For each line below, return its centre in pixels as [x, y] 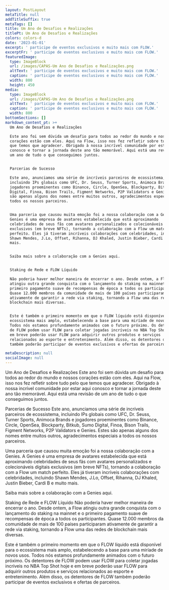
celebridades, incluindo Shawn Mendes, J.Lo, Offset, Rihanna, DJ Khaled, [81, 478]
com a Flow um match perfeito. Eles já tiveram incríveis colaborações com [82, 472]
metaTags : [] [19, 24]
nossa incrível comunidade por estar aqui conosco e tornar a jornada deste [83, 388]
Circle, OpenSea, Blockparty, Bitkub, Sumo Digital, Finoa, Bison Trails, [77, 425]
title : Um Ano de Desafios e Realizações [49, 29]
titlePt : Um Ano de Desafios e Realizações [52, 33]
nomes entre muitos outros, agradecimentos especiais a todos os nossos [81, 436]
